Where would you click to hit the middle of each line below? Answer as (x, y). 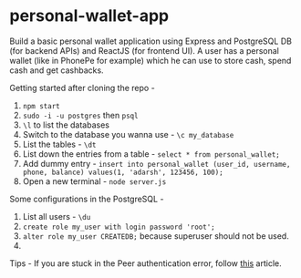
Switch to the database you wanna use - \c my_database (128, 134)
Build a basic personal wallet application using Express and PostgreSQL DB (150, 41)
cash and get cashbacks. (57, 70)
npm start (42, 106)
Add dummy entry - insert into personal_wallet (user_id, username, (156, 163)
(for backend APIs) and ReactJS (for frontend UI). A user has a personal (145, 50)
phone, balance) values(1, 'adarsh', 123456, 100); (123, 172)
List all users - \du (57, 216)
